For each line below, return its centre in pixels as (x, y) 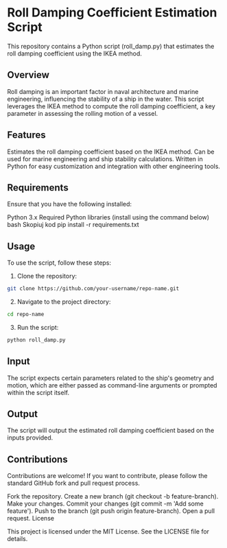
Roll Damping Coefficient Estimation (112, 13)
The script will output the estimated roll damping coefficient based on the (111, 431)
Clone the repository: (47, 276)
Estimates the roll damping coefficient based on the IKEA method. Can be (111, 152)
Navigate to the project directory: (64, 302)
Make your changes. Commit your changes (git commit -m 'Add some (105, 504)
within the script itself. (38, 392)
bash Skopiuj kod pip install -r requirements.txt (73, 225)
